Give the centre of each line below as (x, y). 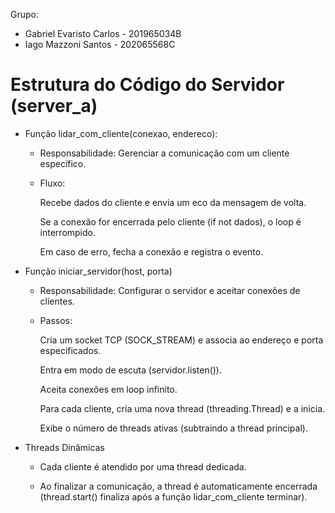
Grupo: (24, 14)
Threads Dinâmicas (64, 447)
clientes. (57, 301)
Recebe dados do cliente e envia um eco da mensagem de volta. (173, 202)
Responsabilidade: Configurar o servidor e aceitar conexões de (170, 290)
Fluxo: (52, 183)
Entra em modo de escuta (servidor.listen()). (131, 370)
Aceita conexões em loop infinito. (108, 389)
